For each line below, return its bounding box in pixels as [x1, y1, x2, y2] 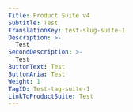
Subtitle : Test [8, 19, 59, 27]
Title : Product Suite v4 [8, 11, 90, 20]
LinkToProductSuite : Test [8, 92, 93, 100]
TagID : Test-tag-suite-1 [8, 84, 90, 93]
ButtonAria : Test [8, 70, 66, 78]
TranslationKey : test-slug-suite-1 [8, 26, 126, 34]
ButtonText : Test [8, 63, 66, 71]
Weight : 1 [8, 77, 41, 85]
